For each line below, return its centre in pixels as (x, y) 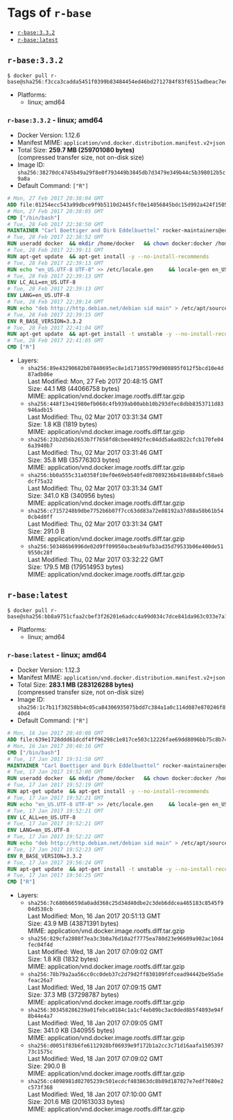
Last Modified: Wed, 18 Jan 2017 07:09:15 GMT (95, 987)
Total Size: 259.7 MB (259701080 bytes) (76, 150)
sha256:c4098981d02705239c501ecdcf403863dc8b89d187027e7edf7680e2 (126, 1082)
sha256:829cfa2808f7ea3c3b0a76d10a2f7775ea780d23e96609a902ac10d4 (126, 939)
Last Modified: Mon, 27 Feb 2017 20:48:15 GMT (95, 381)
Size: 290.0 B (46, 1066)
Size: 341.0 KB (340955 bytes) (71, 1030)
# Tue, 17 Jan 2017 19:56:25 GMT (55, 875)
